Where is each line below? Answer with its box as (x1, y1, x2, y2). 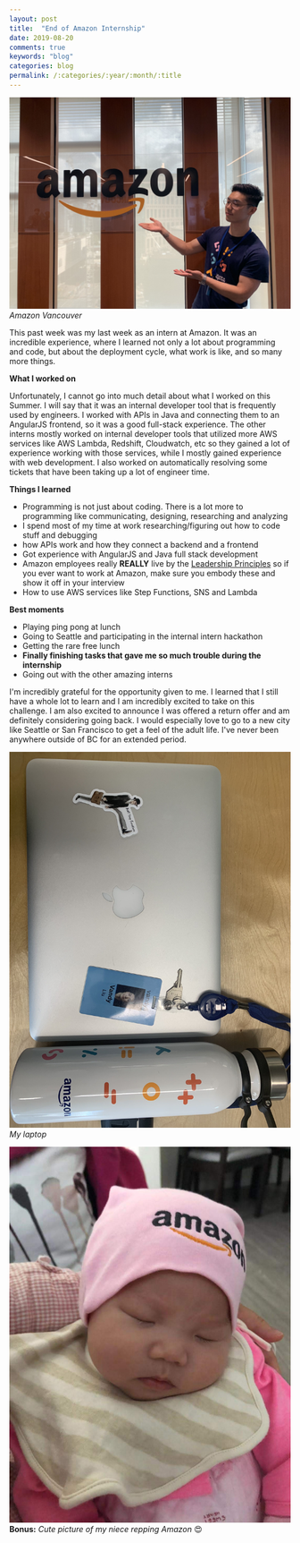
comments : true (9, 43, 66, 52)
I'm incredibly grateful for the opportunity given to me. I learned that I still (9, 686, 279, 697)
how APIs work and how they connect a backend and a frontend (21, 539, 259, 550)
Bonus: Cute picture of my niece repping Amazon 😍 (9, 1523, 203, 1534)
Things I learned (9, 483, 71, 494)
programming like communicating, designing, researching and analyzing (21, 510, 288, 521)
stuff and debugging (21, 529, 98, 541)
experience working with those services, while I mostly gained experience (9, 448, 282, 458)
